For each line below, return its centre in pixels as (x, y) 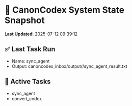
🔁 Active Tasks (28, 82)
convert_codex (27, 98)
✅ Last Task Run (30, 49)
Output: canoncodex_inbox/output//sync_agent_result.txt (69, 66)
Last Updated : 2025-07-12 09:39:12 (41, 34)
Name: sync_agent (30, 61)
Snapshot (25, 20)
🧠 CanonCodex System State (65, 10)
